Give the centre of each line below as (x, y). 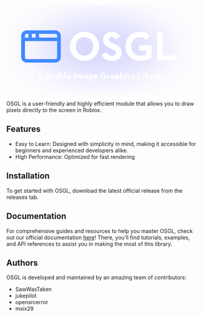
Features (23, 129)
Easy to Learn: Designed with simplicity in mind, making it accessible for (105, 144)
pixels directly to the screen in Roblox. (54, 110)
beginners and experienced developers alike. (72, 150)
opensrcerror (32, 302)
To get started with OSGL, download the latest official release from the (95, 190)
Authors (22, 263)
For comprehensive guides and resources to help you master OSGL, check (100, 231)
